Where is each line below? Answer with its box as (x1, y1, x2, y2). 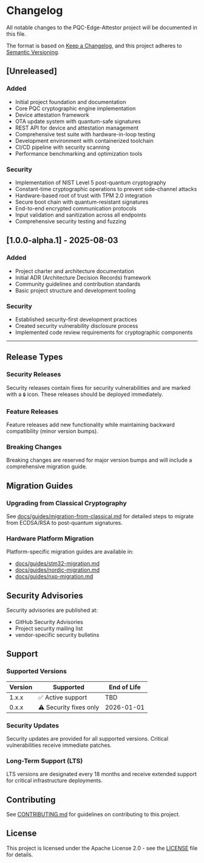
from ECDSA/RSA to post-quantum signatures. (6, 519, 123, 526)
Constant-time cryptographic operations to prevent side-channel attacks (15, 185, 197, 192)
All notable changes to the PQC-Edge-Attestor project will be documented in (6, 24, 197, 31)
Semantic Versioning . (6, 48, 59, 55)
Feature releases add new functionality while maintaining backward (6, 421, 175, 428)
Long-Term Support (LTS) (6, 757, 83, 765)
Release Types (6, 352, 63, 362)
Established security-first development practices (15, 316, 137, 323)
